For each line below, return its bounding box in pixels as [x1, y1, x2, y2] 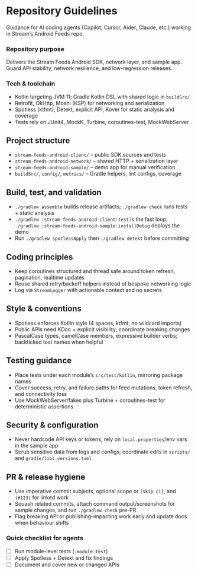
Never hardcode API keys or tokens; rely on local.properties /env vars [14, 436, 187, 443]
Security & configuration [6, 420, 99, 430]
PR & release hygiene [6, 472, 86, 482]
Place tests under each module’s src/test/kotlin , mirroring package [14, 371, 183, 378]
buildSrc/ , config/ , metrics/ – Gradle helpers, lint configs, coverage [14, 170, 181, 177]
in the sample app [14, 442, 59, 449]
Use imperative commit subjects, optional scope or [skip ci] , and [14, 488, 176, 495]
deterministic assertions [14, 402, 74, 410]
